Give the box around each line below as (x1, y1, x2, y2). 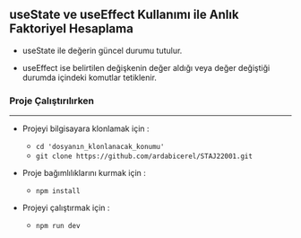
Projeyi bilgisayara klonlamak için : (21, 123, 150, 134)
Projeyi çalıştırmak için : (21, 202, 110, 214)
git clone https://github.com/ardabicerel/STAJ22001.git (35, 152, 254, 161)
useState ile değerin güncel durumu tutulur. (21, 45, 183, 56)
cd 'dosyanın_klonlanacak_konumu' (35, 143, 165, 152)
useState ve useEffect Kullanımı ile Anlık (9, 7, 239, 22)
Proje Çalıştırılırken (9, 94, 95, 107)
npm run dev (35, 222, 81, 231)
